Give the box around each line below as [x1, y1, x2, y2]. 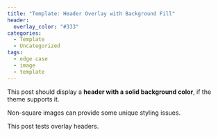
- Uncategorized [13, 42, 60, 49]
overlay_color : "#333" [13, 23, 79, 30]
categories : [7, 29, 42, 37]
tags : [7, 49, 23, 56]
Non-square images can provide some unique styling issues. [7, 108, 181, 117]
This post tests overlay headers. [7, 122, 99, 130]
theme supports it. [7, 95, 60, 103]
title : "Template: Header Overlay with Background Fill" [7, 10, 176, 17]
